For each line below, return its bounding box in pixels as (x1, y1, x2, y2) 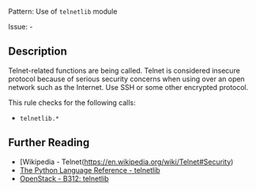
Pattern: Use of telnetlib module (8, 7, 118, 16)
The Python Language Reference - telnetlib (19, 165, 160, 174)
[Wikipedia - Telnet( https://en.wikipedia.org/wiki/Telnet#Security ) (19, 157, 234, 167)
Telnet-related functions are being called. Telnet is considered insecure (8, 66, 241, 75)
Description (8, 45, 67, 58)
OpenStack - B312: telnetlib (19, 174, 109, 183)
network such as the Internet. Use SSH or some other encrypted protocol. (8, 82, 249, 92)
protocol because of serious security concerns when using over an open (8, 74, 245, 84)
